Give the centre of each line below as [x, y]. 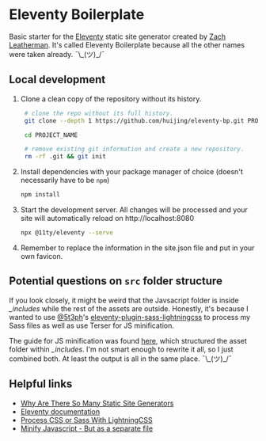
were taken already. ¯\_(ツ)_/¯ [57, 54]
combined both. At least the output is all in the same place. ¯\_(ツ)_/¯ [121, 359]
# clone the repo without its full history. [99, 113]
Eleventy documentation [60, 411]
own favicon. [42, 256]
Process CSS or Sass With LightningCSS [86, 420]
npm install [40, 195]
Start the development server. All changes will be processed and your [134, 210]
